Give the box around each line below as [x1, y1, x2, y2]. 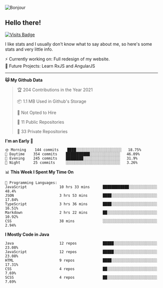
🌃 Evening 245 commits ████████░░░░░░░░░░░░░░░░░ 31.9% [5, 156, 138, 161]
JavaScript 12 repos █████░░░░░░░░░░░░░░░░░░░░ [5, 249, 158, 254]
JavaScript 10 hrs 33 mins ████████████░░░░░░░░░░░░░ [5, 184, 158, 190]
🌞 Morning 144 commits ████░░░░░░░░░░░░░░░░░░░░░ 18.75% [5, 147, 142, 152]
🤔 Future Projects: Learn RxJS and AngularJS [5, 63, 96, 69]
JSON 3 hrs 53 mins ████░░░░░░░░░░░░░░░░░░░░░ [5, 193, 158, 198]
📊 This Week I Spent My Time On [5, 169, 74, 175]
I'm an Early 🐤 [5, 138, 33, 144]
